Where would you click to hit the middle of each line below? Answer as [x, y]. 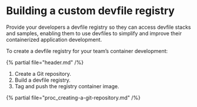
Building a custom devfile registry [91, 11]
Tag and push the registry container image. [67, 86]
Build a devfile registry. [42, 80]
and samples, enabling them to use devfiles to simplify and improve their [94, 33]
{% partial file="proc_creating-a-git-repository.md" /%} [74, 98]
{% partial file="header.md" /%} [45, 62]
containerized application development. [54, 39]
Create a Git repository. [43, 73]
